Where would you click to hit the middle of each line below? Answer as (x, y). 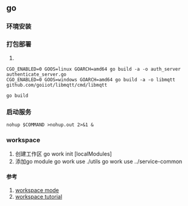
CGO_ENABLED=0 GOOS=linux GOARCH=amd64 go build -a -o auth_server (94, 69)
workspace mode (37, 190)
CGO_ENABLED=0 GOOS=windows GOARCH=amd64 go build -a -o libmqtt (91, 79)
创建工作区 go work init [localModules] (64, 154)
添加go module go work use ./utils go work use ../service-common (99, 162)
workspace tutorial (39, 197)
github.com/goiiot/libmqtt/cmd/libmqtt (57, 85)
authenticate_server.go (37, 74)
